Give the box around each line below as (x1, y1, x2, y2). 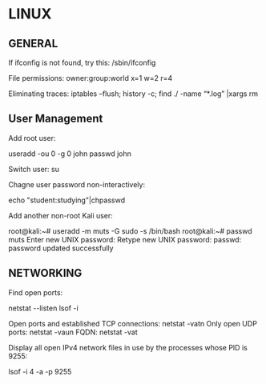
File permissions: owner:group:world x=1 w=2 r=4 (8, 74, 173, 82)
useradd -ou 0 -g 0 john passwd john (8, 149, 132, 158)
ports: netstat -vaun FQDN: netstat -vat (8, 327, 138, 337)
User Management (8, 112, 103, 126)
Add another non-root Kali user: (8, 210, 114, 220)
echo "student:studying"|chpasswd (8, 195, 126, 205)
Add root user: (8, 133, 56, 142)
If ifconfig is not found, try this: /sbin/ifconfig (8, 58, 156, 67)
